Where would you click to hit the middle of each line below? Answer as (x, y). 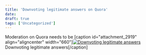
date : (10, 14)
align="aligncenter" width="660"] (39, 42)
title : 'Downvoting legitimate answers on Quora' (57, 9)
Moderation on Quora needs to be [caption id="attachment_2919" (71, 37)
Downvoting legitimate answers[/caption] (46, 47)
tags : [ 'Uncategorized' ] (30, 23)
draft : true (17, 18)
